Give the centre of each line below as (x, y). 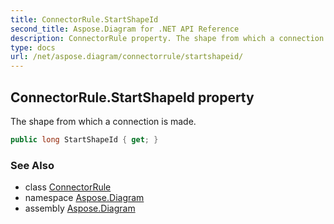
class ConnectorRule (68, 187)
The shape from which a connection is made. (103, 121)
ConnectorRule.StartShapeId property (132, 97)
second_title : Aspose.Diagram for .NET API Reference (125, 29)
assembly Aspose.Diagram (80, 208)
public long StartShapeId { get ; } (84, 139)
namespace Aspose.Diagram (84, 198)
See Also (32, 165)
